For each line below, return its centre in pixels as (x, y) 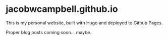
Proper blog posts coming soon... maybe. (49, 32)
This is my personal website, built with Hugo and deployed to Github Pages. (84, 23)
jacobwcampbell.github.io (62, 9)
